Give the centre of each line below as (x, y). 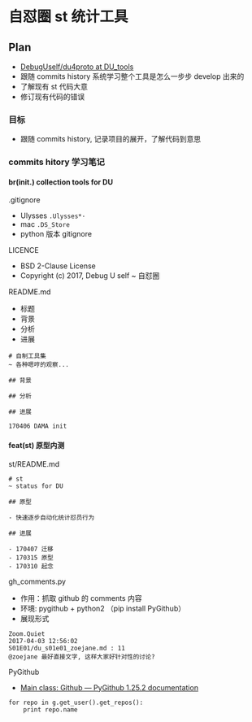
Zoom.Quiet (27, 634)
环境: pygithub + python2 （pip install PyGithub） (102, 608)
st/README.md (34, 463)
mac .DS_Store (45, 224)
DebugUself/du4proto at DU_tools (77, 67)
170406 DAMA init (38, 426)
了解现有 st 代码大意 (54, 87)
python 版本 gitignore (56, 234)
